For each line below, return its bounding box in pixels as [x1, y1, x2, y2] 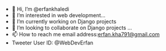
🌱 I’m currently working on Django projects [11, 18, 117, 25]
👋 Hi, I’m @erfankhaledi [11, 6, 69, 12]
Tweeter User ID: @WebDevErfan [11, 39, 94, 46]
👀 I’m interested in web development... [11, 12, 106, 19]
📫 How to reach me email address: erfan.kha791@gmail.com [11, 31, 160, 38]
